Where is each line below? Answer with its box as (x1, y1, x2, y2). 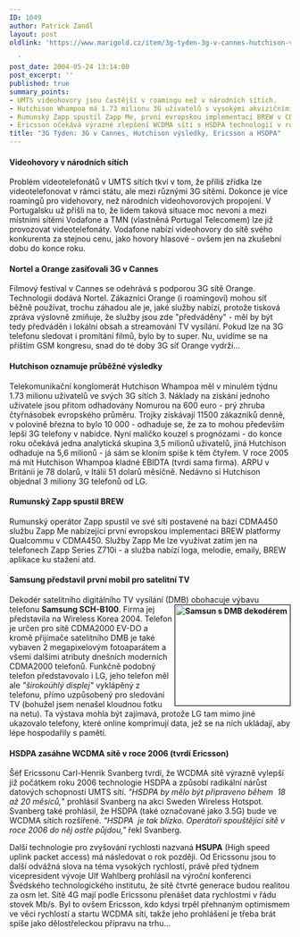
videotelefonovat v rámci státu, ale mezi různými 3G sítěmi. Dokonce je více (9, 186, 288, 197)
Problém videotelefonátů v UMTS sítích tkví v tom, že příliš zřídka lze (9, 176, 262, 188)
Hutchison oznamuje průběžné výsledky (9, 361, 163, 371)
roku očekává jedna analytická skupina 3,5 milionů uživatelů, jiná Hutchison (9, 437, 287, 448)
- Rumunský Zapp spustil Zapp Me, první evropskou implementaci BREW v (9, 113, 281, 122)
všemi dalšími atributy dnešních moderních (9, 652, 168, 663)
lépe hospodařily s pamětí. (9, 728, 107, 739)
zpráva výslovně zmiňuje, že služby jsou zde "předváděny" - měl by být (9, 312, 274, 323)
